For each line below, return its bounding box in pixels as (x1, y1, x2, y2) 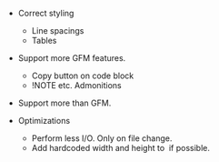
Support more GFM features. (17, 53, 126, 63)
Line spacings (31, 25, 85, 35)
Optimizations (17, 116, 71, 126)
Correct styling (17, 8, 75, 18)
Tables (31, 35, 57, 46)
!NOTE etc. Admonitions (31, 80, 122, 90)
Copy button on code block (31, 70, 134, 81)
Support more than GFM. (17, 97, 112, 108)
